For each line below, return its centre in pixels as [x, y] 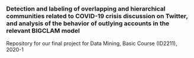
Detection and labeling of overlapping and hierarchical [86, 9]
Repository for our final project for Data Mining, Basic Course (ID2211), [92, 43]
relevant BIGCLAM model [43, 30]
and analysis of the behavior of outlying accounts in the [88, 23]
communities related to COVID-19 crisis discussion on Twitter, [97, 16]
